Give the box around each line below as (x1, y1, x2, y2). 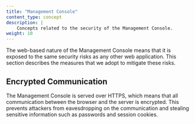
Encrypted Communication (6, 76, 108, 86)
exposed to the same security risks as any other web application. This (6, 53, 177, 60)
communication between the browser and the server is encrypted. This (6, 98, 179, 105)
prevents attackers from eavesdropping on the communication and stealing (6, 105, 189, 112)
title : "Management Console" (6, 8, 78, 15)
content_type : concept (6, 14, 62, 20)
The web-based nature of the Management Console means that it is (6, 47, 171, 54)
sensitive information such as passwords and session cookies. (6, 110, 158, 118)
